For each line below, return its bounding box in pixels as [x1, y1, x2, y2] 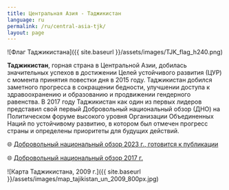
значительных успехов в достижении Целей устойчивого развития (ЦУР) [7, 69, 222, 77]
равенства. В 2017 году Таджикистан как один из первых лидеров [7, 97, 202, 106]
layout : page [7, 29, 45, 36]
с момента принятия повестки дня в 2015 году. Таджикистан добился [7, 76, 212, 84]
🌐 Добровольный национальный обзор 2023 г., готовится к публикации [7, 140, 219, 148]
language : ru [7, 16, 45, 23]
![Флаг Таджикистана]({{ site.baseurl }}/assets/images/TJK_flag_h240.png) [7, 48, 223, 56]
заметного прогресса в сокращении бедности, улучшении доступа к [7, 83, 210, 91]
